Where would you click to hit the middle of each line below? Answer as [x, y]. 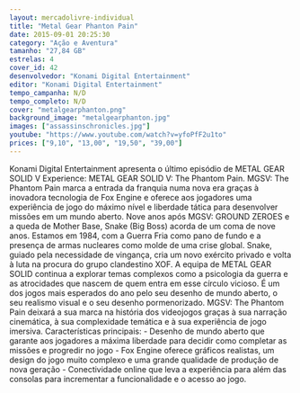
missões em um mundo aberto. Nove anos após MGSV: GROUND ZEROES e [150, 216]
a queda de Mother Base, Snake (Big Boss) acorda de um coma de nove [142, 226]
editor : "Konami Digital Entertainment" [86, 85]
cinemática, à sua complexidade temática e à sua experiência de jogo [138, 321]
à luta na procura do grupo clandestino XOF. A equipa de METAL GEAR [141, 264]
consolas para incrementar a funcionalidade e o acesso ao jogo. [128, 379]
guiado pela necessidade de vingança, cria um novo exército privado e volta [150, 255]
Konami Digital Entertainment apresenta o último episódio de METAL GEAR [147, 168]
